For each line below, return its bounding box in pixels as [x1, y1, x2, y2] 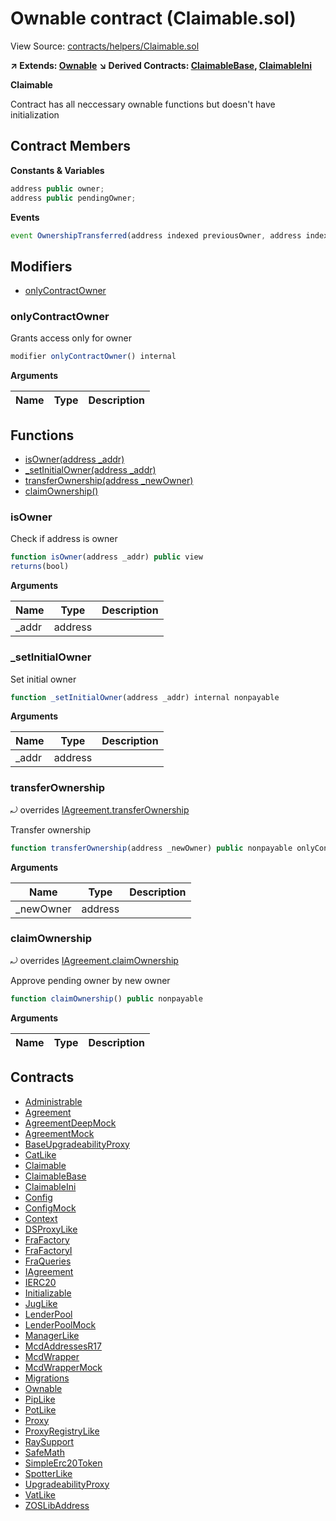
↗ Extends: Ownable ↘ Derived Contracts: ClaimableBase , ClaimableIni [10, 59, 313, 71]
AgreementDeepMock [24, 1117, 117, 1129]
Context [24, 1212, 58, 1224]
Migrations [24, 1372, 70, 1384]
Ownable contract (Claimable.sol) [10, 7, 297, 30]
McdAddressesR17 [24, 1340, 102, 1352]
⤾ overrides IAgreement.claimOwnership [10, 954, 179, 966]
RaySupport [24, 1435, 75, 1447]
